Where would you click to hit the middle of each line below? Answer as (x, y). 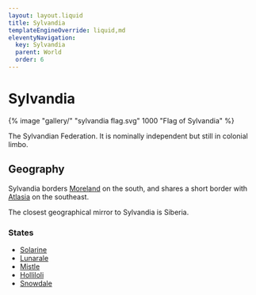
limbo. (19, 144)
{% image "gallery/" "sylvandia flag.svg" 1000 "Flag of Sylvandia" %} (122, 120)
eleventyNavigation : (42, 38)
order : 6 (30, 60)
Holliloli (32, 274)
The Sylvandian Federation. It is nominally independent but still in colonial (128, 136)
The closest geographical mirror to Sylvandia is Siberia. (99, 212)
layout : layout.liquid (46, 15)
